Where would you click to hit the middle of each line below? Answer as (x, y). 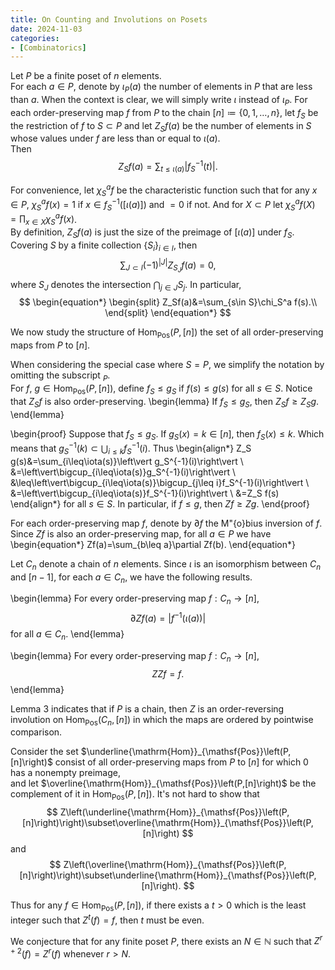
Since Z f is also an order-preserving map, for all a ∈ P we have (141, 533)
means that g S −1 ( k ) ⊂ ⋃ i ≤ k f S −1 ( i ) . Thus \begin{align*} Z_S (131, 448)
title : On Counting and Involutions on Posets (109, 19)
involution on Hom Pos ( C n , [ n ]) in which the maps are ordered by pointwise (162, 720)
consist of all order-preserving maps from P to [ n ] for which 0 (181, 762)
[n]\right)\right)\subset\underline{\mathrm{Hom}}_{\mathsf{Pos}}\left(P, (168, 875)
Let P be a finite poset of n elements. (86, 76)
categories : (35, 38)
